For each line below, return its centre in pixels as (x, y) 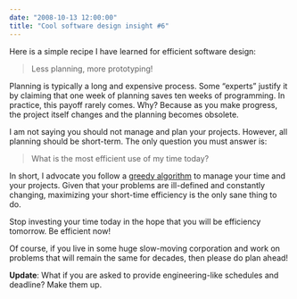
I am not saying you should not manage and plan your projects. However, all (148, 131)
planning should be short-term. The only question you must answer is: (138, 141)
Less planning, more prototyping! (92, 69)
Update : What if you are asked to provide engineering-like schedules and (144, 275)
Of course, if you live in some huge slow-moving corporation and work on (145, 248)
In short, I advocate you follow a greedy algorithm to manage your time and (148, 176)
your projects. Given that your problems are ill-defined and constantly (137, 185)
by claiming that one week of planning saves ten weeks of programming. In (147, 96)
